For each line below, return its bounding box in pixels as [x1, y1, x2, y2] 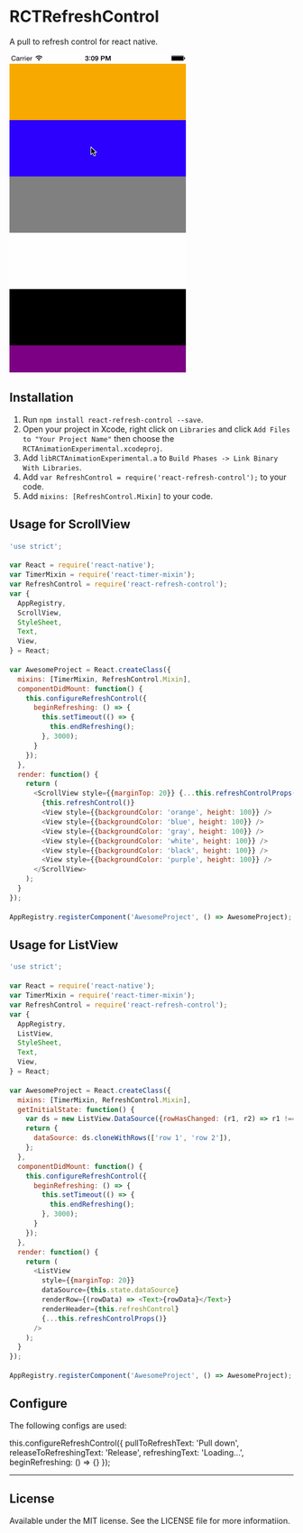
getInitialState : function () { [17, 1105, 135, 1114]
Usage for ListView [9, 937, 119, 953]
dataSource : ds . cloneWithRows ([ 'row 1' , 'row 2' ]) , [32, 1134, 232, 1143]
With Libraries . [22, 461, 83, 472]
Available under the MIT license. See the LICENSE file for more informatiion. [9, 1515, 290, 1526]
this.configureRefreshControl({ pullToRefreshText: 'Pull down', [9, 1437, 240, 1448]
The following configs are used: [9, 1419, 127, 1430]
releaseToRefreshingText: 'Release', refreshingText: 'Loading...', [9, 1446, 244, 1457]
